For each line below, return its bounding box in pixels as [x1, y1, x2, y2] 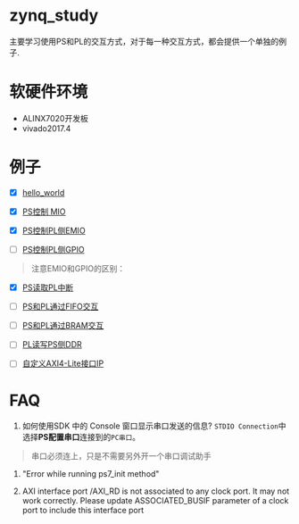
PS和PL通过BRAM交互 [21, 320, 104, 331]
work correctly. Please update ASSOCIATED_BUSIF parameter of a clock [21, 495, 289, 506]
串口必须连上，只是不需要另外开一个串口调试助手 [30, 451, 212, 462]
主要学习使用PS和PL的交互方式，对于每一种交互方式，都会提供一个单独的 [9, 36, 279, 46]
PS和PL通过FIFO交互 [21, 301, 99, 312]
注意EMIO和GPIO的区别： [30, 263, 126, 274]
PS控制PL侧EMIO [21, 225, 87, 236]
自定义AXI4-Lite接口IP [21, 358, 104, 369]
